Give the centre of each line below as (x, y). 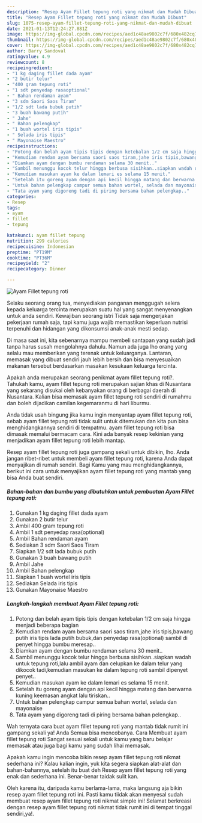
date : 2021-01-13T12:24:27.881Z (47, 29)
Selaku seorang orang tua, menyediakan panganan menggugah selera (94, 303)
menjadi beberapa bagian (47, 625)
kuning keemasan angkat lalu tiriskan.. (63, 695)
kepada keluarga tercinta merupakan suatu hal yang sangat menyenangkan (100, 309)
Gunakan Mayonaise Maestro (52, 589)
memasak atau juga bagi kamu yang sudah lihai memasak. (79, 745)
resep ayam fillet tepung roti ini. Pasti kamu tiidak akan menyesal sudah (95, 794)
